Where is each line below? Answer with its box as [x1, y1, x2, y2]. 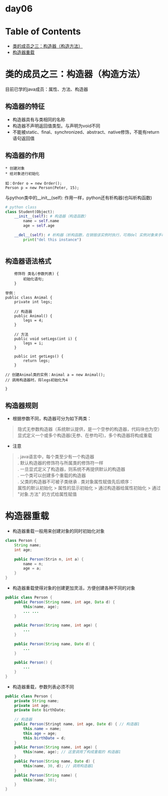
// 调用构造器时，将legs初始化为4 [5, 378, 68, 383]
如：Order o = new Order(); [5, 181, 62, 186]
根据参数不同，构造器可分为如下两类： [12, 416, 91, 422]
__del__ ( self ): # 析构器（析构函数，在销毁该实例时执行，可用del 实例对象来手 [14, 232, 162, 238]
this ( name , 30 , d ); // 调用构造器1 [23, 763, 93, 768]
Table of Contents [5, 26, 81, 38]
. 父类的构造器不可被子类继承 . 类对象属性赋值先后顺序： [17, 479, 133, 485]
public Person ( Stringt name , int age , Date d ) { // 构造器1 [14, 721, 140, 726]
